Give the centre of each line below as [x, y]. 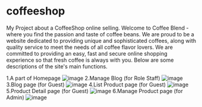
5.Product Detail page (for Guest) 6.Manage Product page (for [95, 91]
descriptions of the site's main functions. [57, 66]
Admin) [15, 97]
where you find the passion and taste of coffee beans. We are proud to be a [100, 34]
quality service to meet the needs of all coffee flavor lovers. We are [90, 47]
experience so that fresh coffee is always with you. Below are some [90, 60]
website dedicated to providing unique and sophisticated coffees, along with [101, 41]
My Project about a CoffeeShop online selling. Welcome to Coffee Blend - [97, 28]
